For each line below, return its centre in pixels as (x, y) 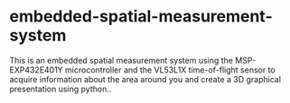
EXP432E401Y (36, 70)
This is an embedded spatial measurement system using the (121, 60)
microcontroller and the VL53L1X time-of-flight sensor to (170, 70)
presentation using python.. (61, 89)
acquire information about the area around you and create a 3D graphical (145, 79)
